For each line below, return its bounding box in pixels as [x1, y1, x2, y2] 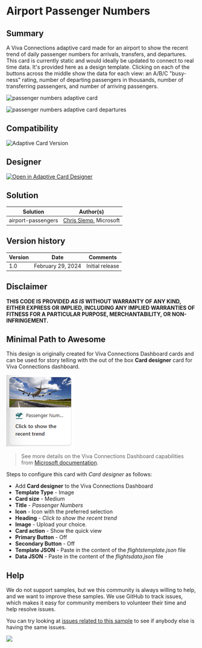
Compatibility [6, 124, 58, 134]
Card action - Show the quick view [14, 527, 102, 535]
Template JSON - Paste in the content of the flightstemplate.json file [14, 547, 186, 554]
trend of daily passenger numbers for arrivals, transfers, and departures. [6, 51, 187, 58]
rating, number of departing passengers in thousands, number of [22, 77, 184, 83]
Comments [88, 254, 118, 260]
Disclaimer [6, 282, 48, 292]
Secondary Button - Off [14, 540, 75, 547]
